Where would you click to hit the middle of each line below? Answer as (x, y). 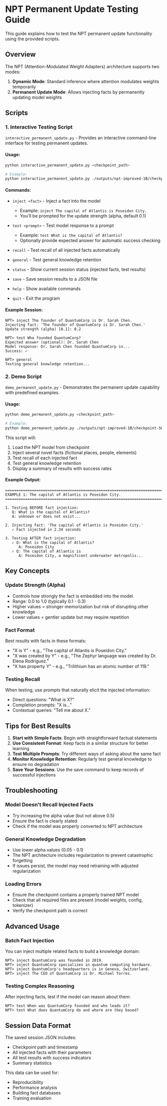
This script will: (21, 438)
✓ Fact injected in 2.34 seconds (46, 530)
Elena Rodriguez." (31, 661)
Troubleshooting (32, 791)
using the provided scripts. (33, 39)
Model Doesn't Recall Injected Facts (49, 805)
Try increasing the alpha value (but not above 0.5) (63, 815)
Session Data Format (38, 1026)
